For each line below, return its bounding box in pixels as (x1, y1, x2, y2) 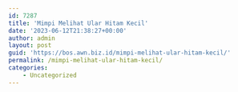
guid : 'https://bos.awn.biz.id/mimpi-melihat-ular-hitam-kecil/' (8, 49, 231, 57)
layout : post (8, 42, 52, 50)
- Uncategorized (22, 71, 78, 79)
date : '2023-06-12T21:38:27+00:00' (8, 26, 127, 34)
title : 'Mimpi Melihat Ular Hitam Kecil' (8, 19, 149, 27)
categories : (8, 64, 48, 72)
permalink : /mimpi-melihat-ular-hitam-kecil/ (8, 57, 163, 65)
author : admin (8, 34, 56, 42)
